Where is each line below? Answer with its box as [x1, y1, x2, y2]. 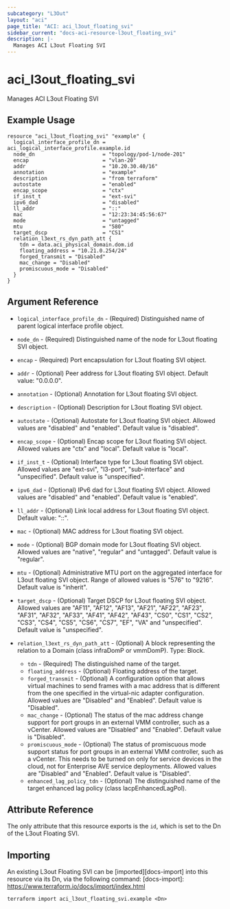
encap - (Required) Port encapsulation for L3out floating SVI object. [16, 355, 207, 364]
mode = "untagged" [13, 217, 139, 224]
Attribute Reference [7, 804, 94, 815]
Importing [7, 849, 50, 861]
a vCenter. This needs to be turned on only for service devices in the [27, 755, 222, 763]
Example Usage [7, 114, 76, 126]
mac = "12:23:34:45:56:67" [13, 211, 168, 218]
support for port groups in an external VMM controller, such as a [27, 718, 210, 727]
